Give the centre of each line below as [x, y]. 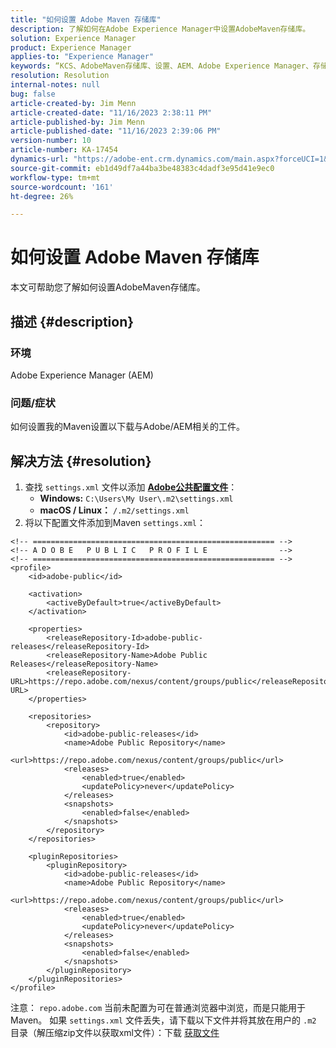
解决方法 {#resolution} [81, 461]
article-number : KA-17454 [64, 150]
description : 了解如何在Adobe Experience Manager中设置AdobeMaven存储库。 [160, 29]
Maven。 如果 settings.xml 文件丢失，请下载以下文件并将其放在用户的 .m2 [163, 1020]
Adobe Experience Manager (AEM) [82, 375]
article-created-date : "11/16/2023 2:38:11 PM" [111, 112]
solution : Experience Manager [73, 38]
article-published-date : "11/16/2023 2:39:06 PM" [116, 131]
